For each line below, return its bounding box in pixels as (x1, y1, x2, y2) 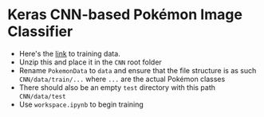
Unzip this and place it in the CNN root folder (18, 57, 163, 67)
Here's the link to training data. (18, 49, 120, 58)
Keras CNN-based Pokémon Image (7, 6, 242, 24)
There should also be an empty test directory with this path (18, 82, 216, 92)
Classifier (7, 22, 73, 41)
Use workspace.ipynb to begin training (18, 99, 144, 109)
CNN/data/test (18, 92, 66, 100)
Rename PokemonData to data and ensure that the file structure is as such (18, 65, 257, 75)
